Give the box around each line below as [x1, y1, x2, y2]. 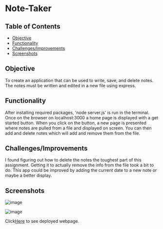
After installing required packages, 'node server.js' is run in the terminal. [5, 110, 150, 115]
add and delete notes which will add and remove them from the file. [5, 130, 140, 136]
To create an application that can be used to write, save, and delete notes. [5, 77, 154, 83]
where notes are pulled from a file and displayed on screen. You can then [5, 125, 152, 131]
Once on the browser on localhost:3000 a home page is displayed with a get [5, 114, 158, 120]
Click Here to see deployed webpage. [5, 218, 79, 224]
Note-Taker [5, 3, 52, 14]
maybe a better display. [5, 173, 52, 179]
